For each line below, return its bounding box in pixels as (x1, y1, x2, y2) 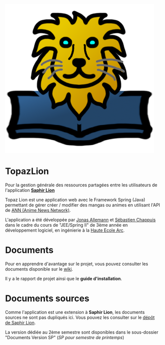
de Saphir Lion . (5, 319, 36, 325)
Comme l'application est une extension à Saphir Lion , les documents (5, 309, 145, 315)
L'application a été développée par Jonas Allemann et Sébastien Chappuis (5, 216, 156, 223)
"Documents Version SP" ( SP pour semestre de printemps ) (5, 334, 125, 340)
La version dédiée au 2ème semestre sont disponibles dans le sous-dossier (5, 329, 159, 335)
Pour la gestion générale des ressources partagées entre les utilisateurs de (5, 182, 158, 188)
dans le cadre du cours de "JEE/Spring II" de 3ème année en (5, 222, 128, 228)
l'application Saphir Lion (5, 187, 55, 193)
